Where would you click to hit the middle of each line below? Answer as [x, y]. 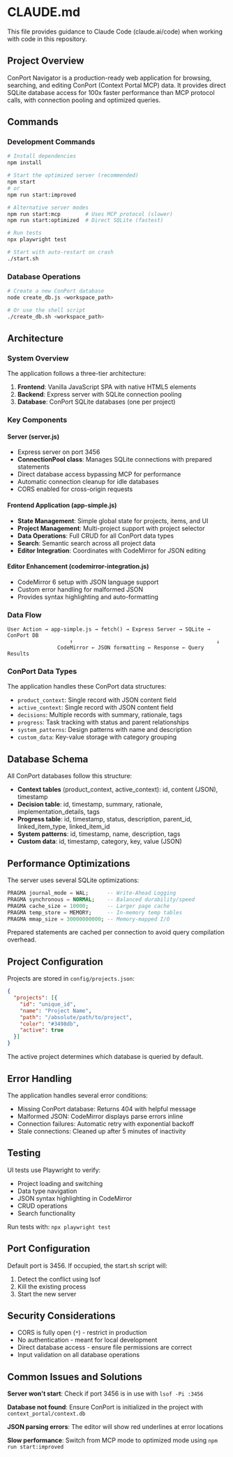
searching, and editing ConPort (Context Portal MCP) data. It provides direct [117, 85]
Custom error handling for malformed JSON [80, 589]
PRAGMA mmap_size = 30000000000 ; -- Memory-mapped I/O [89, 919]
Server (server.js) [33, 437]
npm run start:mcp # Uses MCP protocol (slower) [90, 214]
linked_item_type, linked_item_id [63, 827]
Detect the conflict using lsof [59, 1279]
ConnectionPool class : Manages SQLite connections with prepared [115, 460]
